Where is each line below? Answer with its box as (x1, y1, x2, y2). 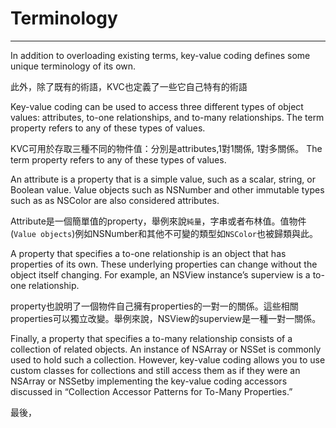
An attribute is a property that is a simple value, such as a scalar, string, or (10, 173, 316, 185)
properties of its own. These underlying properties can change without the (10, 258, 318, 270)
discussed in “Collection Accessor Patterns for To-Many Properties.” (10, 385, 293, 397)
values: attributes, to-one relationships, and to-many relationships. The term (10, 111, 325, 123)
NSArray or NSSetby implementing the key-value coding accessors (10, 375, 288, 387)
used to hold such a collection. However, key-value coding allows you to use (10, 353, 326, 366)
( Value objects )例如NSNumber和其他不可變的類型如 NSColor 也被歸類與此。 (10, 227, 319, 239)
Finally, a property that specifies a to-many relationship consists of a (10, 332, 293, 344)
